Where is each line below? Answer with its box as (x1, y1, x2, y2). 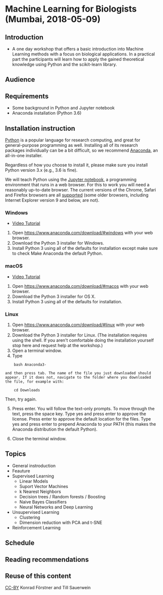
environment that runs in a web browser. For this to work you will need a (5, 182, 150, 188)
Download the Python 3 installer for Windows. (12, 240, 105, 246)
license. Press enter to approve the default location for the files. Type (12, 416, 151, 421)
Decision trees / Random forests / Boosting (19, 493, 106, 499)
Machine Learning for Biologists (5, 3, 137, 15)
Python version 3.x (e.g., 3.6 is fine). (5, 167, 78, 173)
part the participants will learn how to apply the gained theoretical (12, 56, 145, 62)
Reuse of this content (5, 572, 72, 580)
